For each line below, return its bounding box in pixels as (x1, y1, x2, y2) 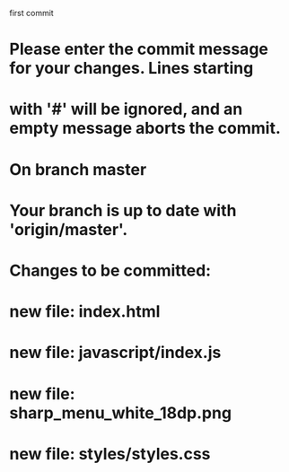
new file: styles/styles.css (9, 443, 211, 464)
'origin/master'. (9, 219, 128, 240)
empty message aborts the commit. (9, 118, 281, 138)
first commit (9, 8, 54, 18)
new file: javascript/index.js (9, 343, 222, 363)
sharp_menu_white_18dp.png (9, 403, 232, 423)
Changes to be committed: (9, 260, 212, 281)
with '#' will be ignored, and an (9, 99, 243, 119)
